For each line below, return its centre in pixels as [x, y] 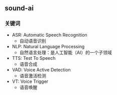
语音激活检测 [33, 75]
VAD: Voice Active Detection [41, 69]
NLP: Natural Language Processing [48, 46]
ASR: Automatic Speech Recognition [49, 35]
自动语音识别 [33, 41]
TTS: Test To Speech [34, 58]
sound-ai [19, 8]
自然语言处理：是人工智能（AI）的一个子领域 [66, 52]
